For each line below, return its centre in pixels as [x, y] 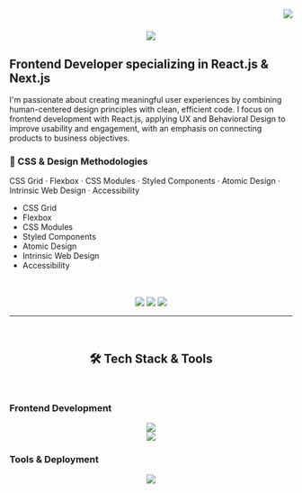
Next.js [30, 78]
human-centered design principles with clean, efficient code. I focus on [142, 109]
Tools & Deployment [54, 460]
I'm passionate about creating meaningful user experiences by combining [146, 100]
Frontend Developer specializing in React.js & [139, 64]
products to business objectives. [70, 138]
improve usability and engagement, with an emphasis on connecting [136, 128]
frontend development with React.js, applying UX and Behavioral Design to [147, 119]
